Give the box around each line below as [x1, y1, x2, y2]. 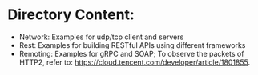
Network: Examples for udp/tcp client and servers [18, 32, 184, 41]
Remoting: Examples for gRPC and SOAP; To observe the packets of [18, 49, 244, 58]
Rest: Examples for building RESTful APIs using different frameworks [18, 40, 246, 49]
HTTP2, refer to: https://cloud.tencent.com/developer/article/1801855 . [18, 57, 251, 67]
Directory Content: [7, 6, 135, 24]
